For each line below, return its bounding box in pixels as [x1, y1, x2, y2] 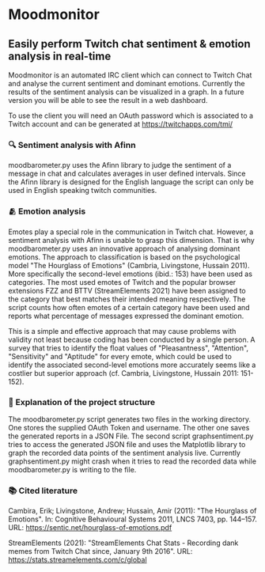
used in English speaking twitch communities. [8, 186, 157, 195]
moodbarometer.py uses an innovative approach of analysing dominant [8, 244, 240, 253]
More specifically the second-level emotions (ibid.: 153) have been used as [8, 269, 253, 278]
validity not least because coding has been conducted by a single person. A [8, 335, 256, 344]
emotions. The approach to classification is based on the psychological [8, 252, 240, 262]
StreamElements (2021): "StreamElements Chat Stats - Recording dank [8, 538, 239, 547]
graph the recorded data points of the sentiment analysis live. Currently [8, 448, 241, 457]
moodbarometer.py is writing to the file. [8, 464, 137, 474]
